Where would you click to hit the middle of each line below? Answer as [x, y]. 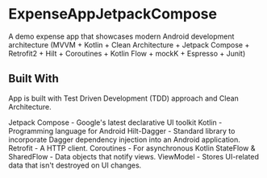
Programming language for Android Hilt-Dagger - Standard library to [122, 130]
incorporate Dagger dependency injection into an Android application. [124, 139]
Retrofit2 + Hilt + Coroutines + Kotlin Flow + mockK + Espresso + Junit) [127, 53]
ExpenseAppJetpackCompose [113, 14]
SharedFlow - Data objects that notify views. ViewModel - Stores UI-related [134, 156]
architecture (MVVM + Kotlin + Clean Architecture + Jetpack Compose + [129, 44]
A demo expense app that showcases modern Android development [121, 36]
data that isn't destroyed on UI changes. [75, 165]
